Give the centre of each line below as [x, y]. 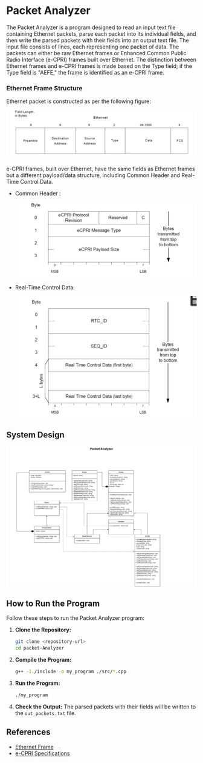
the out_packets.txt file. [46, 713]
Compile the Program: [43, 660]
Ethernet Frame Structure [44, 88]
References [28, 732]
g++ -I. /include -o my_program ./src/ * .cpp [71, 672]
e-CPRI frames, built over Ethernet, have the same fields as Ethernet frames [101, 169]
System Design [35, 435]
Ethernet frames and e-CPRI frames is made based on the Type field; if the [99, 66]
